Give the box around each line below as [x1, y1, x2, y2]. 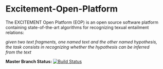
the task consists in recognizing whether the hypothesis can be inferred [5, 44, 150, 50]
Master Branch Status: [5, 58, 53, 64]
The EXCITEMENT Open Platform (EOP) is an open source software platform [5, 19, 159, 25]
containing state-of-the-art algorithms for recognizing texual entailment [5, 24, 149, 30]
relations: [5, 29, 24, 35]
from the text [5, 49, 32, 55]
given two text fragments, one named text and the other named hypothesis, [5, 39, 158, 44]
